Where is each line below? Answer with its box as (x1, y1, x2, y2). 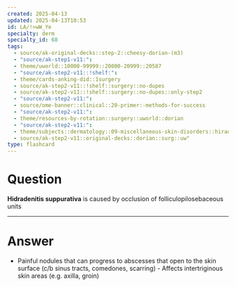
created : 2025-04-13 (7, 10, 68, 18)
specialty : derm (7, 30, 55, 37)
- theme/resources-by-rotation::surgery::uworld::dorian (13, 115, 184, 122)
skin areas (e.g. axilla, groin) (17, 272, 100, 280)
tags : (7, 43, 23, 50)
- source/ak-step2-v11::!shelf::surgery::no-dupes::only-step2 (13, 89, 202, 96)
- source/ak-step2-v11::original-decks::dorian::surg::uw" (13, 134, 190, 141)
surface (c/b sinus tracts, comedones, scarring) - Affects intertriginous (17, 264, 223, 272)
